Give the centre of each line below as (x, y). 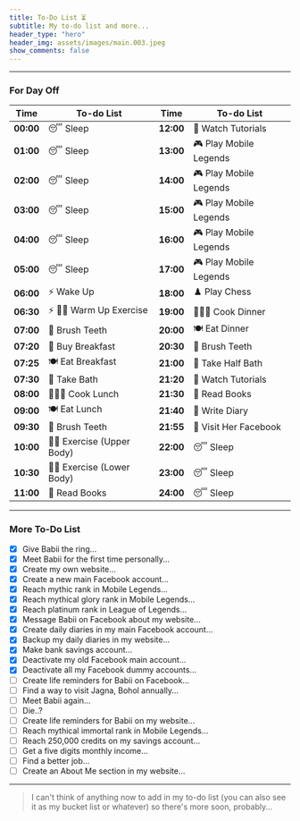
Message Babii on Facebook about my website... (111, 620)
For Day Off (34, 90)
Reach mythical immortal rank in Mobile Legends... (115, 731)
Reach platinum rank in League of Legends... (104, 610)
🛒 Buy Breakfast (82, 347)
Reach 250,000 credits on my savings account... (111, 741)
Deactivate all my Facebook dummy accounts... (109, 670)
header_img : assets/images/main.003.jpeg (87, 42)
